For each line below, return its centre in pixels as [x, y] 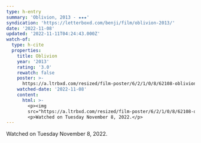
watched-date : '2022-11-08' [52, 89]
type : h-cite [28, 45]
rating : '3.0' [34, 67]
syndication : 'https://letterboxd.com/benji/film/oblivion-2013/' [91, 23]
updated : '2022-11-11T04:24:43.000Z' [53, 34]
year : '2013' [33, 61]
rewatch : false [36, 73]
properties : [27, 51]
